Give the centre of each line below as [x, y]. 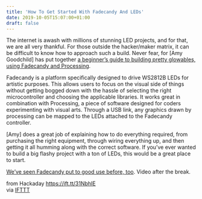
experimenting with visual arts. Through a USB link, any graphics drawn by [99, 110]
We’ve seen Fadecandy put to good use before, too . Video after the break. [99, 172]
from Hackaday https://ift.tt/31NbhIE [51, 184]
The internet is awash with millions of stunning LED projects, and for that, [97, 41]
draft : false [23, 23]
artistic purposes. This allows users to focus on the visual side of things [95, 84]
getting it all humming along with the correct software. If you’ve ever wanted [101, 147]
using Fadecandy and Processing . [49, 66]
